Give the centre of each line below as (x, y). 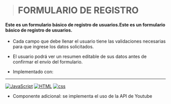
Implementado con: (33, 72)
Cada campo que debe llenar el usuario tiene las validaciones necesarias (89, 41)
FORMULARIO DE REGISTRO (78, 10)
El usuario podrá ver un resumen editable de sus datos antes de (79, 57)
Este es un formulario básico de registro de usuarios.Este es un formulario (85, 24)
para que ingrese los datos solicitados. (53, 47)
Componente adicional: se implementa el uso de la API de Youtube (82, 96)
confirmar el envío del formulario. (48, 62)
